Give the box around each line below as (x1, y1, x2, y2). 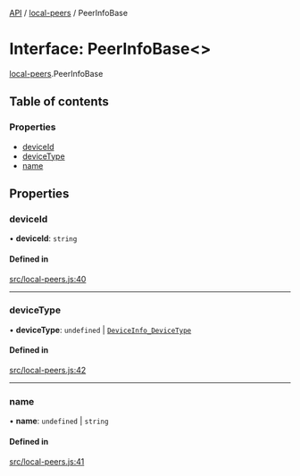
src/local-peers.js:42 (9, 365, 87, 376)
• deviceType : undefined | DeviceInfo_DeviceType (9, 324, 192, 335)
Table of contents (9, 94, 109, 110)
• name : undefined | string (9, 415, 109, 427)
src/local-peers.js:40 (9, 273, 87, 284)
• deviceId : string (9, 233, 78, 244)
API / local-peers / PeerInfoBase (9, 8, 128, 18)
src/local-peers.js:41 (9, 455, 85, 467)
